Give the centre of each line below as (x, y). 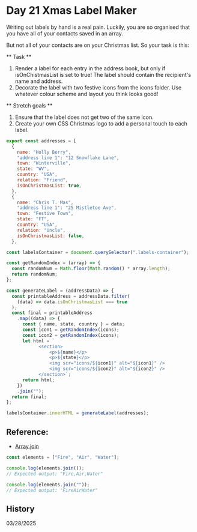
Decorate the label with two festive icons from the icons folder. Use (98, 87)
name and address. (39, 81)
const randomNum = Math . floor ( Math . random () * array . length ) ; (91, 269)
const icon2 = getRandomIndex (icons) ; (71, 335)
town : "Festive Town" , (45, 214)
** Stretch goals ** (29, 105)
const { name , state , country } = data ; (73, 324)
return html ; (38, 380)
